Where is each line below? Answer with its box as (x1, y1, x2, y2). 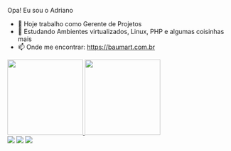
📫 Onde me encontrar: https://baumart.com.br (17, 43, 156, 51)
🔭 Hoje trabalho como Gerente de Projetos (17, 20, 142, 28)
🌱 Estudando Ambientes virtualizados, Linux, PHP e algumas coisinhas (17, 28, 225, 35)
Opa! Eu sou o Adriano (7, 6, 73, 14)
